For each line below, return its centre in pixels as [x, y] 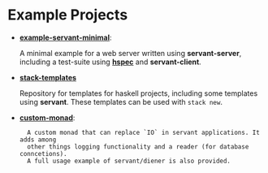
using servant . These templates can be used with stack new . [121, 102]
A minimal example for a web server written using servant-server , [130, 53]
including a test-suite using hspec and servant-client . [110, 62]
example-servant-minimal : [65, 37]
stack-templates [48, 77]
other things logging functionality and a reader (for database [138, 147]
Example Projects [68, 15]
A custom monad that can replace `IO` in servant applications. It [144, 132]
